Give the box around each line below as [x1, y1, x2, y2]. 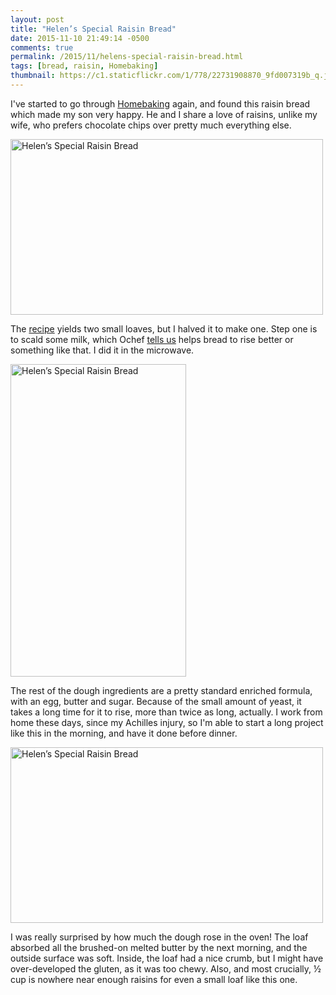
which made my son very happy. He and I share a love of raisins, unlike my [10, 108, 318, 120]
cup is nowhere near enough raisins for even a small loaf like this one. [10, 973, 298, 985]
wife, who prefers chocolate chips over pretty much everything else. [10, 119, 292, 131]
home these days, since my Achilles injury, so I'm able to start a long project [10, 716, 324, 728]
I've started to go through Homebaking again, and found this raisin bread [10, 97, 311, 110]
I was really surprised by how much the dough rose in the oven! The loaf [10, 931, 309, 943]
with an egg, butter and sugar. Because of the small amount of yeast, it [10, 695, 302, 707]
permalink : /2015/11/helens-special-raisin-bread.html [10, 52, 244, 62]
